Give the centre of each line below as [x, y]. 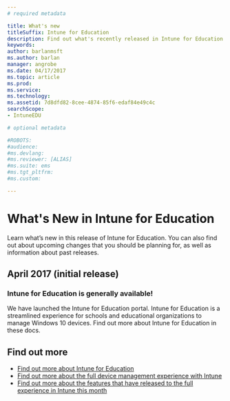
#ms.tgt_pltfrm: [30, 173]
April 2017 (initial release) [63, 274]
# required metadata [37, 13]
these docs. [24, 330]
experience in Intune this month [62, 391]
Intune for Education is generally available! [80, 293]
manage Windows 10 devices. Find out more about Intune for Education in [112, 323]
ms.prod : [20, 83]
